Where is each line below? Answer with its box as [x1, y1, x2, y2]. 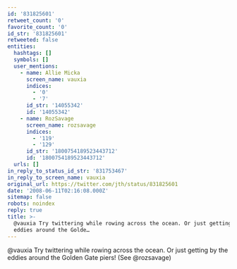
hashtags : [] [13, 50, 52, 57]
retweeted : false [7, 37, 59, 44]
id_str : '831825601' [7, 30, 68, 37]
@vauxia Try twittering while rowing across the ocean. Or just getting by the [7, 246, 229, 254]
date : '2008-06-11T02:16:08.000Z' [7, 187, 109, 194]
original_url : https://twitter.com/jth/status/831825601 [7, 180, 178, 187]
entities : [7, 43, 37, 50]
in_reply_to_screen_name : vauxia [7, 174, 106, 181]
